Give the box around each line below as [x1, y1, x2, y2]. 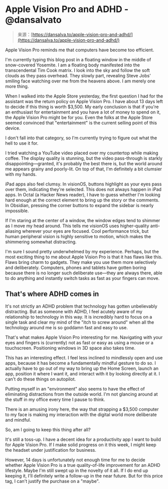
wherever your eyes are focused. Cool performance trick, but [22, 228, 149, 234]
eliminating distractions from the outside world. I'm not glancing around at [5, 391, 158, 397]
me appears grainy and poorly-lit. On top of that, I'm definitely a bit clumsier [5, 166, 162, 172]
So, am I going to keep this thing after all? [5, 426, 91, 433]
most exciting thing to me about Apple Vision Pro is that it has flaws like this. [5, 254, 163, 260]
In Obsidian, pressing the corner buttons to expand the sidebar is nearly [5, 202, 154, 208]
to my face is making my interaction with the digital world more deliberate [5, 411, 157, 418]
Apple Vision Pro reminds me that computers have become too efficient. [5, 47, 154, 53]
